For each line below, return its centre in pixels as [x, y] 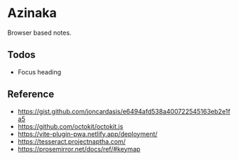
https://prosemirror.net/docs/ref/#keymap [79, 149]
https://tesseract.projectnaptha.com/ [71, 141]
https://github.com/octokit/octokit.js [70, 126]
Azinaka [32, 13]
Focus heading [39, 72]
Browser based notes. [39, 33]
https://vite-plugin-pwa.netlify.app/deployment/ [87, 134]
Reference [31, 95]
